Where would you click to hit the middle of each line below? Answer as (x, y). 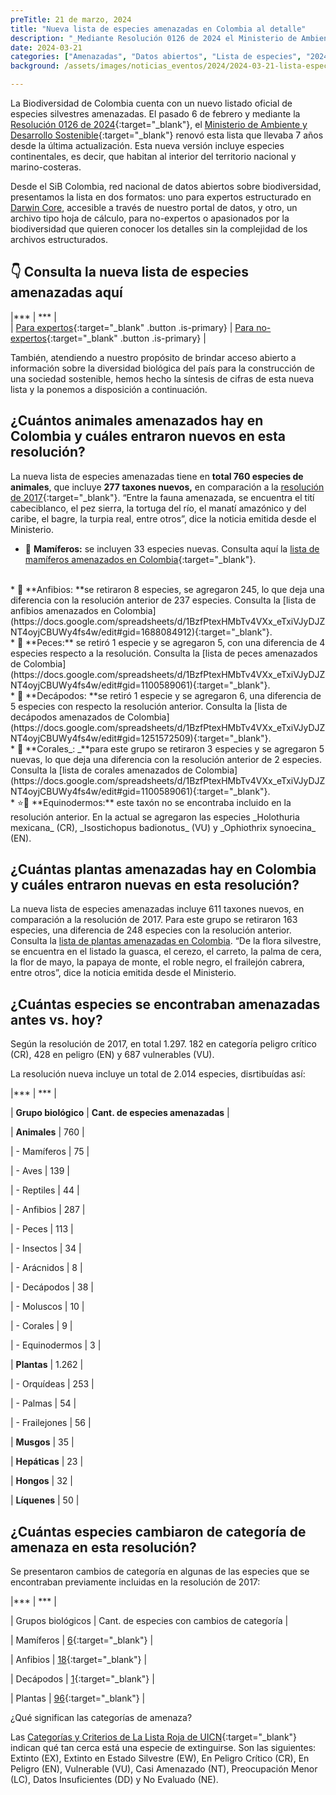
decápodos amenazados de (68, 717)
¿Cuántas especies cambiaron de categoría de (158, 1531)
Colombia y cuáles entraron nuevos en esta (148, 436)
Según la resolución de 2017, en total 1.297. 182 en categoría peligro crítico (163, 1044)
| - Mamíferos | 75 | (50, 1152)
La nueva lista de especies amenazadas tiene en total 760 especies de (157, 476)
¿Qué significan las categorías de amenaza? (101, 1718)
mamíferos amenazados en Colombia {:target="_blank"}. (140, 559)
